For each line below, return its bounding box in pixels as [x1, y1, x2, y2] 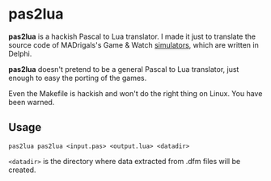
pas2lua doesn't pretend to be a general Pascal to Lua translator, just [8, 64, 239, 74]
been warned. [8, 97, 55, 107]
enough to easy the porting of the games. [8, 73, 147, 82]
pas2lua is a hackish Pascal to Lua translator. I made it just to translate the [8, 32, 256, 41]
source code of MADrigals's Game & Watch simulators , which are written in [8, 40, 259, 49]
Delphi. [8, 48, 32, 58]
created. [8, 165, 36, 175]
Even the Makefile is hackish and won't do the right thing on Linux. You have [8, 88, 263, 98]
